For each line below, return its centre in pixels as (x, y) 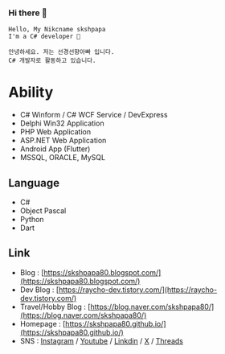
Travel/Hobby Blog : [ (55, 307)
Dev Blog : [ (39, 290)
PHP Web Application (55, 132)
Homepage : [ (43, 323)
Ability (31, 93)
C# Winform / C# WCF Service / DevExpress (94, 115)
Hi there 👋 (28, 13)
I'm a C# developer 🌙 (45, 37)
